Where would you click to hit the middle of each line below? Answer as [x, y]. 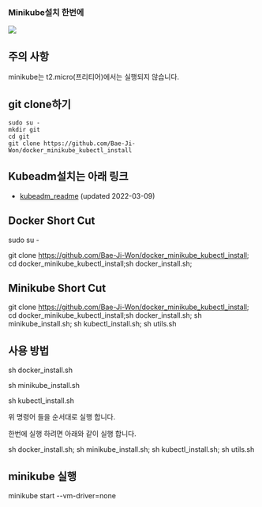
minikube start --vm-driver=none [62, 495]
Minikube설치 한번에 [46, 12]
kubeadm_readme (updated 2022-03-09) [87, 196]
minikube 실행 [43, 476]
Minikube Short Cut [57, 288]
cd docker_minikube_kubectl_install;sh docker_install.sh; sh [105, 315]
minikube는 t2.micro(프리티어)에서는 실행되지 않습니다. [94, 77]
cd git [19, 136]
